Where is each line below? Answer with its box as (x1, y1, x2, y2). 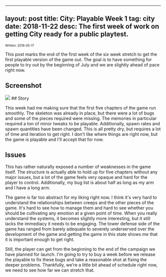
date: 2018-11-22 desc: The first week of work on (5, 22, 160, 31)
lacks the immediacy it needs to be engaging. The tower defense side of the (5, 221, 160, 227)
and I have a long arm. (5, 185, 50, 191)
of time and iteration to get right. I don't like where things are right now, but (5, 131, 158, 137)
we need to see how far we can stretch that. (5, 267, 95, 273)
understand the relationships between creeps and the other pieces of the (5, 200, 154, 206)
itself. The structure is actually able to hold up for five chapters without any (5, 169, 158, 175)
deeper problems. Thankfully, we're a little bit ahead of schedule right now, (5, 262, 158, 268)
